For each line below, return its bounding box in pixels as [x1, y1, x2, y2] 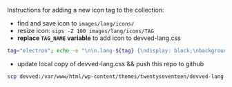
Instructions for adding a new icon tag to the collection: [7, 6, 164, 14]
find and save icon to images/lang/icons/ [17, 19, 135, 27]
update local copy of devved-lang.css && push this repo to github [17, 59, 204, 68]
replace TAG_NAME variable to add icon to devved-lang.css [17, 34, 182, 42]
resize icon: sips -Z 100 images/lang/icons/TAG [17, 27, 154, 35]
